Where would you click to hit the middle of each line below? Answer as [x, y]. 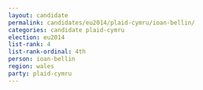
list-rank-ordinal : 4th [47, 52]
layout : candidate [38, 15]
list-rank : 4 [30, 45]
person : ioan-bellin [42, 59]
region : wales [31, 67]
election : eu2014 [37, 37]
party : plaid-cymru [40, 74]
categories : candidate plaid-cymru [66, 30]
